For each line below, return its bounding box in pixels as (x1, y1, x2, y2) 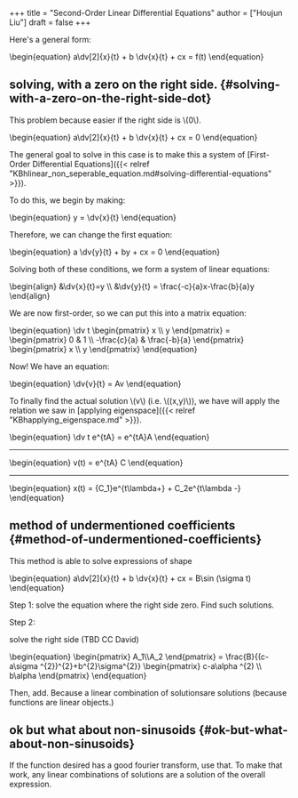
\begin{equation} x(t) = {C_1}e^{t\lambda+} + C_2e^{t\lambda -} (9, 482, 241, 493)
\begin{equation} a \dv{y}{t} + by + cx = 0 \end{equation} (9, 246, 220, 257)
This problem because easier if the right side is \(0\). (9, 115, 202, 125)
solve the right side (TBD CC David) (9, 633, 139, 644)
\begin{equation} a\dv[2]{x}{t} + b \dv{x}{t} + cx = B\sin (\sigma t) (9, 573, 252, 584)
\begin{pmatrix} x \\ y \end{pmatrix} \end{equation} (9, 343, 198, 354)
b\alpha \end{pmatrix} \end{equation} (9, 670, 147, 681)
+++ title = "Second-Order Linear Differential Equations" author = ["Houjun (9, 8, 283, 18)
